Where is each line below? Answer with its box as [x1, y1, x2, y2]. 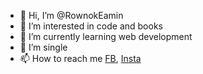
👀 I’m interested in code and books [19, 20, 163, 32]
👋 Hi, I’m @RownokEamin [19, 10, 124, 21]
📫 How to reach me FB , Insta [19, 53, 142, 64]
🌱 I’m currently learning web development [19, 31, 193, 42]
